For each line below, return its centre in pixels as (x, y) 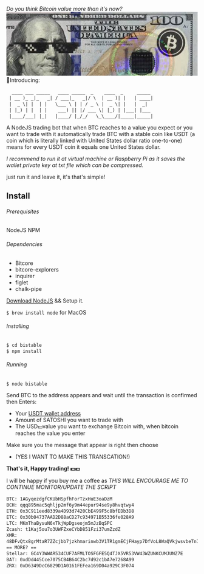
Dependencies (24, 244)
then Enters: (22, 401)
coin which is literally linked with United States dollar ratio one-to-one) (94, 140)
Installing (18, 326)
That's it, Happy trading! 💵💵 (43, 468)
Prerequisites (23, 211)
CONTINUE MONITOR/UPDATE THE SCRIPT (61, 487)
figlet (22, 282)
